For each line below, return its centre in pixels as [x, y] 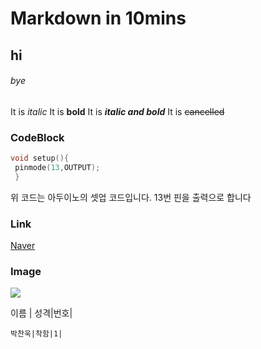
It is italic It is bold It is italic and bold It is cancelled [117, 111]
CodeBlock [37, 137]
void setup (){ [40, 158]
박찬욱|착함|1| [36, 334]
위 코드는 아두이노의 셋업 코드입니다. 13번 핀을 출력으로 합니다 [131, 197]
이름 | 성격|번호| [41, 313]
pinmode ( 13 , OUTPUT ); [57, 167]
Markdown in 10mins [98, 18]
